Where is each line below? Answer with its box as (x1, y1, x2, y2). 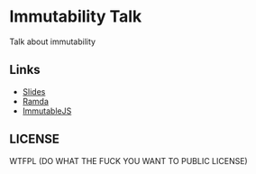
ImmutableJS (22, 105, 72, 116)
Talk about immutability (9, 36, 96, 47)
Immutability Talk (9, 6, 142, 27)
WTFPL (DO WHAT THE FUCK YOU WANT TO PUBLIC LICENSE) (9, 155, 248, 166)
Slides (22, 86, 46, 96)
